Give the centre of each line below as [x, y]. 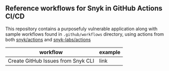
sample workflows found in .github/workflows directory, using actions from [85, 34]
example [110, 52]
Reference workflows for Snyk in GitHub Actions [84, 8]
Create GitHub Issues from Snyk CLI [51, 61]
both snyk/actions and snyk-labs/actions [48, 39]
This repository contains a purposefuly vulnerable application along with [81, 29]
